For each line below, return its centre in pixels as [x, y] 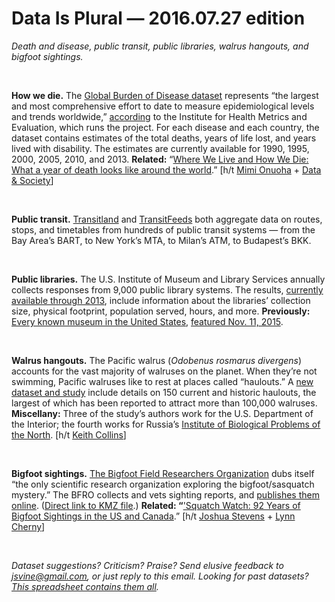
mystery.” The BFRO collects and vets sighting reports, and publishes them [165, 494]
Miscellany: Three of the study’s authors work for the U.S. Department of [162, 413]
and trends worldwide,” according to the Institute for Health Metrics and [159, 116]
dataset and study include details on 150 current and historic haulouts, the [164, 392]
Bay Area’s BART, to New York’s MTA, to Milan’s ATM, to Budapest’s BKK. [161, 240]
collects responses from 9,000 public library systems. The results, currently [167, 289]
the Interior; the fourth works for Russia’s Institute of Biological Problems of [166, 424]
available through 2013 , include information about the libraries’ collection [161, 300]
